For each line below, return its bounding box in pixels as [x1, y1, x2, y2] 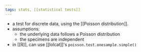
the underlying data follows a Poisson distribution [19, 31, 120, 37]
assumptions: [12, 26, 40, 32]
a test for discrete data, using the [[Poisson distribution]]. [12, 21, 129, 26]
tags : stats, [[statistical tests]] [5, 7, 80, 12]
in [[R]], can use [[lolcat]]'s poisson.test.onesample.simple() [12, 41, 137, 47]
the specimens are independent [19, 36, 85, 42]
